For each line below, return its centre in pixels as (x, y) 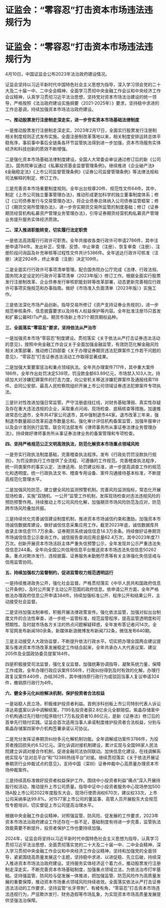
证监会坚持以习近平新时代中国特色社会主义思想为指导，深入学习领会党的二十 (83, 85)
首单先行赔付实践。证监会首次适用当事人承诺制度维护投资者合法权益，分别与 (83, 722)
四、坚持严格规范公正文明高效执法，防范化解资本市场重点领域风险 (72, 444)
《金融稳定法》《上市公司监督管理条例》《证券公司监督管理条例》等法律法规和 (82, 172)
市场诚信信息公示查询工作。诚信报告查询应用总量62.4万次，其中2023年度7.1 (82, 537)
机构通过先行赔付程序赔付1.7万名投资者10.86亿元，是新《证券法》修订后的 (84, 716)
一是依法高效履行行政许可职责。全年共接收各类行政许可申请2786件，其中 (80, 240)
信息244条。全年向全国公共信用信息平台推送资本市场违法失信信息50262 (83, 550)
